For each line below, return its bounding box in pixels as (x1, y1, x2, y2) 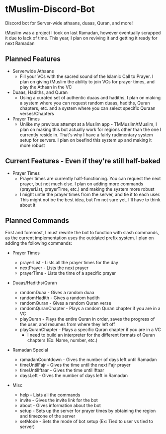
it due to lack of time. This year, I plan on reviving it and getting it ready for (5, 35, 158, 41)
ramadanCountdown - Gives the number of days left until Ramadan (19, 357, 157, 363)
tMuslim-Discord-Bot (5, 3, 95, 15)
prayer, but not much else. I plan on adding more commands (19, 181, 143, 187)
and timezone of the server (19, 413, 76, 419)
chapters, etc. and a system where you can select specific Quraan (19, 105, 156, 111)
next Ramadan (5, 40, 35, 46)
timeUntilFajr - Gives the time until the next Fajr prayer (19, 362, 131, 368)
